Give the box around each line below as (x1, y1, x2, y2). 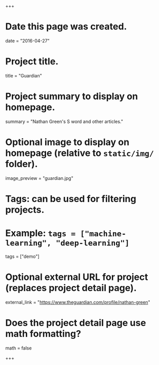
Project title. (5, 56, 59, 67)
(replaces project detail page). (5, 282, 137, 294)
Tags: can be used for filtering (5, 193, 136, 205)
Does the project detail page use (5, 317, 146, 329)
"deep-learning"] (55, 238, 130, 248)
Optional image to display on (5, 136, 130, 148)
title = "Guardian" (5, 72, 43, 78)
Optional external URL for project (5, 271, 148, 283)
